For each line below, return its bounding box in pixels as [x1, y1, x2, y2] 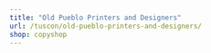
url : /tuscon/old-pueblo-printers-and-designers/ [9, 22, 203, 31]
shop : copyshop [9, 30, 68, 39]
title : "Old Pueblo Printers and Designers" [9, 13, 182, 22]
